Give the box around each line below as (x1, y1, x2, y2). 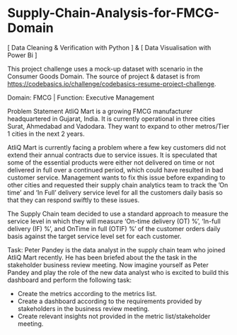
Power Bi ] (7, 51, 37, 59)
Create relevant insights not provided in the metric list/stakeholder (17, 312, 211, 320)
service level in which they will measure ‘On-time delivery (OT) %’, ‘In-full (7, 217, 221, 225)
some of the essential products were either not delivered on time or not (7, 158, 215, 167)
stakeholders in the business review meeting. (17, 304, 150, 312)
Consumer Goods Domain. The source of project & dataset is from (7, 72, 200, 81)
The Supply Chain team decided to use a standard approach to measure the (7, 209, 229, 218)
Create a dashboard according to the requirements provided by (17, 297, 202, 305)
